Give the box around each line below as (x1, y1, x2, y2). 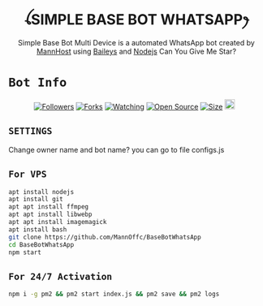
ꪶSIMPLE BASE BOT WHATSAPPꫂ (24, 11, 249, 29)
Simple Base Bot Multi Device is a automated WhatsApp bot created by (17, 37, 256, 47)
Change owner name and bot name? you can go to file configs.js (8, 144, 225, 154)
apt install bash (8, 225, 67, 234)
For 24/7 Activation (8, 270, 113, 282)
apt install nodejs (8, 187, 75, 196)
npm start (8, 248, 42, 256)
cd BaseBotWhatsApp (8, 240, 75, 248)
